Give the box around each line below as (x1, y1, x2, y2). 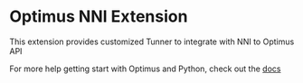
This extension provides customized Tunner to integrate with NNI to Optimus (9, 36, 295, 47)
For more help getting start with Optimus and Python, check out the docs (9, 63, 281, 74)
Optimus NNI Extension (9, 6, 188, 27)
